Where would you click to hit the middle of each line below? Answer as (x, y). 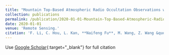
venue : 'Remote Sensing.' (32, 28)
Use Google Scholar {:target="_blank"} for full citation (60, 47)
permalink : (17, 19)
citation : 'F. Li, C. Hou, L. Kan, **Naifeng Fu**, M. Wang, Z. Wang (80, 33)
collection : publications (32, 14)
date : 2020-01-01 (23, 24)
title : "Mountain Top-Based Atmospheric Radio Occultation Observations (83, 10)
